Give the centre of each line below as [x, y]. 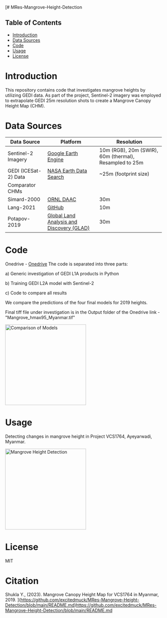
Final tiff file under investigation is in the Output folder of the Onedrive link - [83, 312]
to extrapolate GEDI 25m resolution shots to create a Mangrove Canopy [78, 100]
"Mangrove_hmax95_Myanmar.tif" [40, 317]
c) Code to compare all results [36, 293]
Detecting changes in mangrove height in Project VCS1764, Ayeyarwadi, [79, 436]
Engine [55, 159]
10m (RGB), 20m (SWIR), [129, 150]
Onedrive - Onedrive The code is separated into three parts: [67, 264]
